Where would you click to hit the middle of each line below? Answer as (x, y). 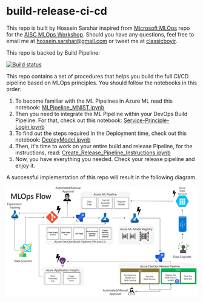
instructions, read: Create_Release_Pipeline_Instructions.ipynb (93, 153)
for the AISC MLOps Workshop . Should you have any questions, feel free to (100, 34)
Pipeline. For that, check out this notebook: (68, 120)
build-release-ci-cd (57, 11)
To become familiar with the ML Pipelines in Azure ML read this (94, 101)
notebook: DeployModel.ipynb (53, 139)
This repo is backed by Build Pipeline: (53, 52)
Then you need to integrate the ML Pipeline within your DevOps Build (101, 114)
